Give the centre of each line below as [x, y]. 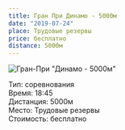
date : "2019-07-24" [41, 23]
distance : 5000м [35, 46]
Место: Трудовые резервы [54, 111]
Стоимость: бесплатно [48, 119]
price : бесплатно [37, 38]
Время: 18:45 [31, 93]
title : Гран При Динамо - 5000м [62, 16]
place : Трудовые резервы [50, 31]
